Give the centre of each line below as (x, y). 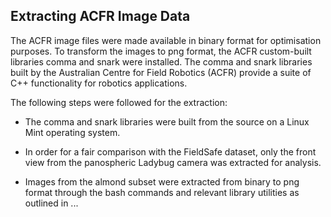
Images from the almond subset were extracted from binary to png (162, 181)
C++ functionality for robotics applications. (99, 83)
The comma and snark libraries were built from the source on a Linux (167, 121)
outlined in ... (51, 203)
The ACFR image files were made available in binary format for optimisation (166, 40)
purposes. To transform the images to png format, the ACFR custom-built (161, 51)
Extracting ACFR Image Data (100, 16)
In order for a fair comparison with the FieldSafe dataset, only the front (170, 151)
